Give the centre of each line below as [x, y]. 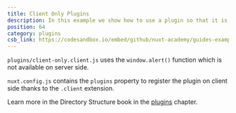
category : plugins [34, 33]
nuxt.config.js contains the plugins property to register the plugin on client [118, 81]
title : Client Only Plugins [48, 14]
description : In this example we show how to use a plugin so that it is [118, 20]
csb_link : [22, 40]
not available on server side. [48, 67]
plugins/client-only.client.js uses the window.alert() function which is [115, 60]
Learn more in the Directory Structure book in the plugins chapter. [103, 102]
